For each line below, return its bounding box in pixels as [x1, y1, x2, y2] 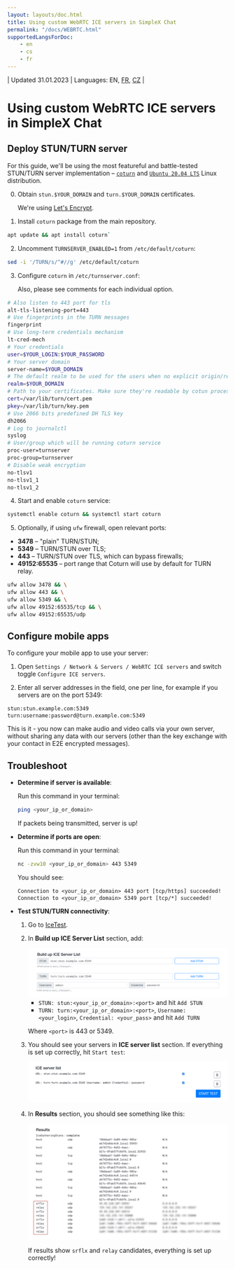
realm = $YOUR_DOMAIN [7, 380, 64, 388]
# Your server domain [7, 358, 71, 366]
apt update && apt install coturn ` [7, 231, 111, 238]
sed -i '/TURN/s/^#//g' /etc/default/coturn [7, 258, 139, 265]
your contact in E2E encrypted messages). [7, 740, 130, 748]
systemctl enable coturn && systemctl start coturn [7, 511, 161, 518]
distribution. [7, 176, 42, 185]
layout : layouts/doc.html [7, 11, 83, 18]
